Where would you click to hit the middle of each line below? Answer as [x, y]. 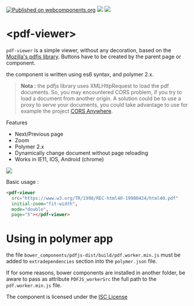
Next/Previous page [39, 134]
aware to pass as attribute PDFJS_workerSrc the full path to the [81, 279]
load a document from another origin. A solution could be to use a [101, 98]
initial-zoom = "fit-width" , [45, 204]
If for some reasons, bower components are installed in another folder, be [96, 273]
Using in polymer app [60, 239]
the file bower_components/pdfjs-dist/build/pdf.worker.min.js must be [93, 255]
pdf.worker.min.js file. [34, 285]
